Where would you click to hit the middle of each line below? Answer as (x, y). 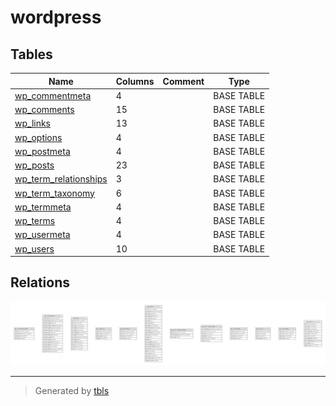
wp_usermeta (42, 235)
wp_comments (44, 109)
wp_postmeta (42, 151)
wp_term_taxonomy (54, 193)
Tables (31, 54)
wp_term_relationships (61, 179)
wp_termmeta (43, 207)
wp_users (34, 248)
